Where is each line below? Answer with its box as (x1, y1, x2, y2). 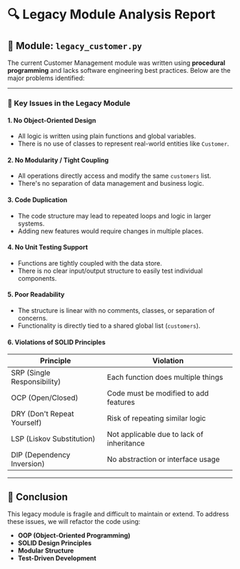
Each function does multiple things (106, 373, 224, 383)
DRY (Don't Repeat (11, 409, 74, 419)
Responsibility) (11, 377, 61, 387)
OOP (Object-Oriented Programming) (17, 530, 131, 540)
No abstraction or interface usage (106, 455, 220, 465)
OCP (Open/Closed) (11, 393, 79, 403)
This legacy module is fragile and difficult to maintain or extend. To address (7, 509, 229, 518)
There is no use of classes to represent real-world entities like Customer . (17, 139, 230, 148)
